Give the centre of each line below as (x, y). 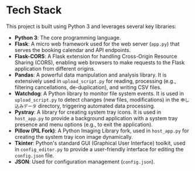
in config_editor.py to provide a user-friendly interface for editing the (99, 149)
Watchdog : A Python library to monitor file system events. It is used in (99, 93)
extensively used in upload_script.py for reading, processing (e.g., (95, 81)
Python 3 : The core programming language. (68, 37)
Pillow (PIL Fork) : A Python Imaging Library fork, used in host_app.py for (102, 130)
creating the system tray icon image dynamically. (74, 137)
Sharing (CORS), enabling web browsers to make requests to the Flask (100, 62)
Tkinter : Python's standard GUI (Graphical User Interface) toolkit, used (100, 143)
